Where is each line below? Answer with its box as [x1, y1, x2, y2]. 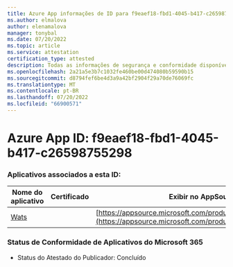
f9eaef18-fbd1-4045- [92, 130, 219, 146]
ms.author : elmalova [7, 17, 67, 24]
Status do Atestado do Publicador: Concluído [17, 253, 146, 261]
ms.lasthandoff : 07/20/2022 [7, 94, 89, 101]
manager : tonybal [7, 29, 58, 37]
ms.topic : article [7, 42, 60, 49]
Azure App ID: [7, 130, 89, 146]
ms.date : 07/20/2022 [7, 36, 67, 43]
